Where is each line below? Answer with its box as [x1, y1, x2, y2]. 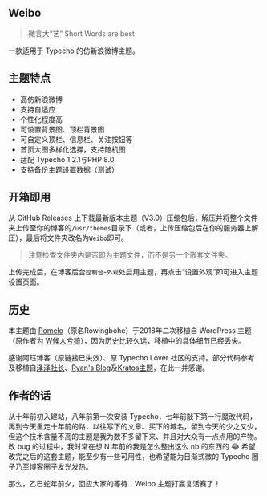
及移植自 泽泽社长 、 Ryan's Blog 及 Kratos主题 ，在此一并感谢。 [8, 363, 210, 372]
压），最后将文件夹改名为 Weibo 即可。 [8, 233, 128, 243]
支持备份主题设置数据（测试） [19, 165, 119, 174]
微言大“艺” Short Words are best [27, 28, 135, 39]
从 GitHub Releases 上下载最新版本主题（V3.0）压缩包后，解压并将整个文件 [8, 213, 258, 223]
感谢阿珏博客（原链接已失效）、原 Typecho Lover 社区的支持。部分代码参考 [8, 353, 255, 363]
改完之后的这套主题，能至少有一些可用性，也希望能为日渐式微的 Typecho [8, 452, 250, 461]
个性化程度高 [19, 114, 63, 124]
